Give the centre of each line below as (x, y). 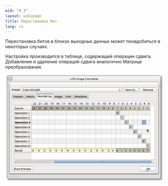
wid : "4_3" (17, 11)
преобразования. (24, 67)
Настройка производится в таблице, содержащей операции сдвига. (78, 56)
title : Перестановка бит (31, 21)
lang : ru (14, 27)
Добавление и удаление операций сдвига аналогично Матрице (74, 62)
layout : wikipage (23, 16)
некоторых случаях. (27, 47)
